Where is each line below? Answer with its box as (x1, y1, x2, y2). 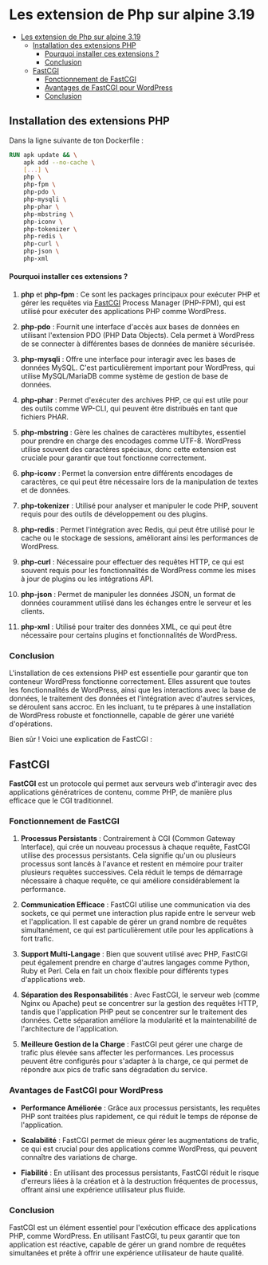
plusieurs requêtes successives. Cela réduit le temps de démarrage (20, 867, 242, 878)
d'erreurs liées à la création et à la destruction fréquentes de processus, (20, 1176, 258, 1185)
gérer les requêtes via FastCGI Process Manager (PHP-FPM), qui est (20, 298, 246, 308)
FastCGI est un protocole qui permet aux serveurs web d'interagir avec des (9, 779, 258, 788)
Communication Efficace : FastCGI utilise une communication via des (20, 900, 250, 909)
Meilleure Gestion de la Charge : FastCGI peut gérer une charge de (20, 1039, 243, 1049)
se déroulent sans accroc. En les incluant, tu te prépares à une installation (9, 702, 252, 712)
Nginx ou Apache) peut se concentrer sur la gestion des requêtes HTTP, (20, 999, 258, 1008)
